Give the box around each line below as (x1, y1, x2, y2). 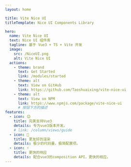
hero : (5, 29, 16, 34)
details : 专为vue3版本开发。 (14, 123, 67, 128)
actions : (9, 60, 27, 65)
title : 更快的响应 (14, 150, 47, 155)
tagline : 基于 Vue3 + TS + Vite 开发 (9, 42, 83, 47)
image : (9, 47, 23, 52)
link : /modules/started (17, 74, 66, 79)
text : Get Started (17, 70, 55, 74)
